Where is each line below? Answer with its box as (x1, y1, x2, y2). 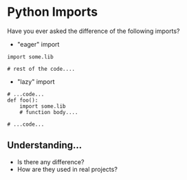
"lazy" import (16, 77, 55, 86)
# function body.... (19, 109, 78, 115)
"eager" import (16, 40, 60, 48)
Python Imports (7, 4, 98, 20)
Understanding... (7, 139, 82, 151)
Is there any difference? (16, 157, 85, 166)
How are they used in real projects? (16, 165, 118, 173)
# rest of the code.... (7, 65, 76, 72)
